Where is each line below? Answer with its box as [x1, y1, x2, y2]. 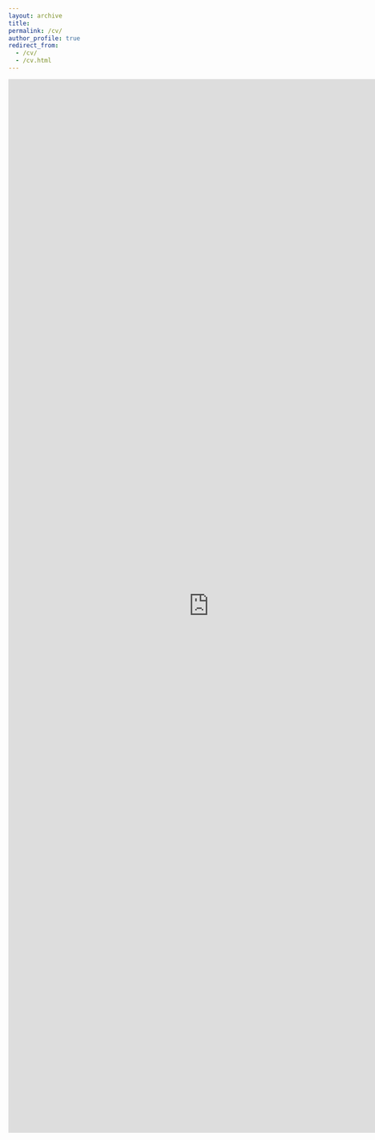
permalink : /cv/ [8, 26, 62, 35]
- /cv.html [15, 57, 52, 65]
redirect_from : [8, 42, 59, 50]
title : [8, 19, 30, 27]
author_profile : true [8, 34, 81, 43]
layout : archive [8, 11, 62, 20]
